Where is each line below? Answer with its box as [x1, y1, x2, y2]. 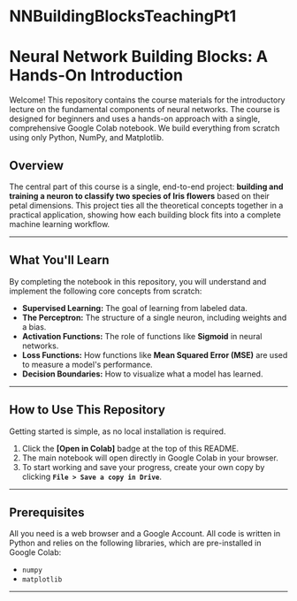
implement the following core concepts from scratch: [9, 285, 202, 296]
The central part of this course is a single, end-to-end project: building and [9, 181, 284, 192]
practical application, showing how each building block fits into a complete [9, 209, 281, 220]
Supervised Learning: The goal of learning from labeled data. [21, 302, 247, 313]
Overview [9, 157, 65, 173]
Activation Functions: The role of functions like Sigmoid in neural [21, 331, 263, 341]
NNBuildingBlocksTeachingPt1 [9, 6, 237, 27]
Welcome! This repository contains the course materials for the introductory [9, 95, 286, 105]
